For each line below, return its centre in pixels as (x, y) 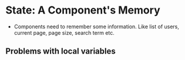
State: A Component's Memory (83, 10)
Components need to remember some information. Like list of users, (97, 26)
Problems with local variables (60, 51)
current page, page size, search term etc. (64, 32)
